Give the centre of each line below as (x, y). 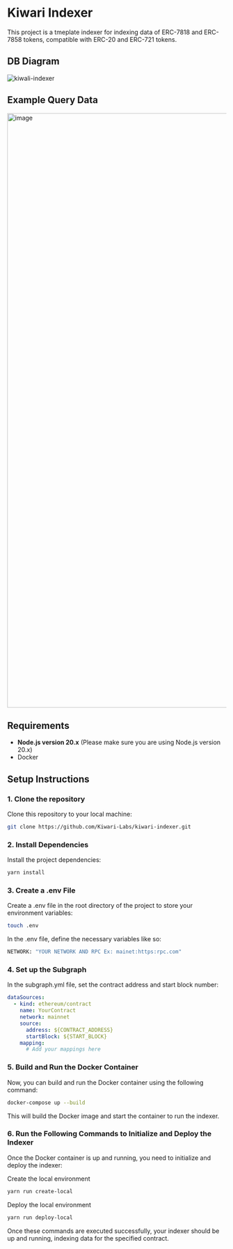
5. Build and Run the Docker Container (73, 1067)
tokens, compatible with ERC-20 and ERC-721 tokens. (100, 39)
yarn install (26, 873)
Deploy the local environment (49, 1204)
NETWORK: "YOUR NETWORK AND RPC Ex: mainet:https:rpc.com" (95, 952)
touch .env (23, 926)
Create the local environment (49, 1179)
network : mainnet (45, 1017)
